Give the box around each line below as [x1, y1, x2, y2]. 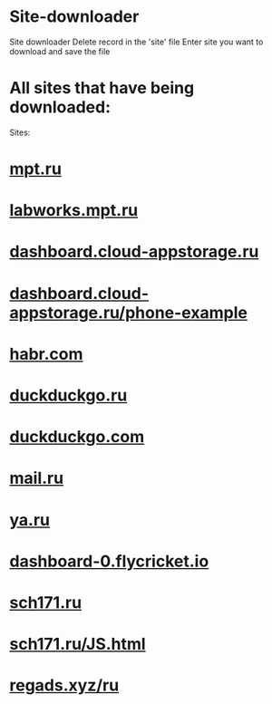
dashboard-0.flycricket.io [9, 551, 209, 572]
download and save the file [9, 45, 111, 56]
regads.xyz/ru [9, 675, 120, 696]
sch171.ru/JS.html [9, 634, 147, 654]
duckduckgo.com [9, 427, 145, 448]
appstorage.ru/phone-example [9, 302, 248, 323]
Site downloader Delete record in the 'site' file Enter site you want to [9, 36, 264, 47]
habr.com [9, 343, 83, 364]
